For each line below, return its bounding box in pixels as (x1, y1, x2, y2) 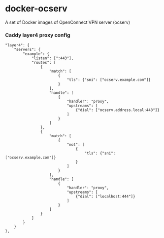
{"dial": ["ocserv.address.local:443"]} (75, 108, 160, 113)
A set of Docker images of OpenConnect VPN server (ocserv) (5, 19, 131, 25)
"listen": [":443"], (31, 56, 74, 61)
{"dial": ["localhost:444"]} (75, 194, 135, 199)
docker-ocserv (5, 3, 67, 14)
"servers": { (14, 47, 41, 52)
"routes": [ (31, 60, 56, 65)
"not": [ (66, 142, 85, 147)
